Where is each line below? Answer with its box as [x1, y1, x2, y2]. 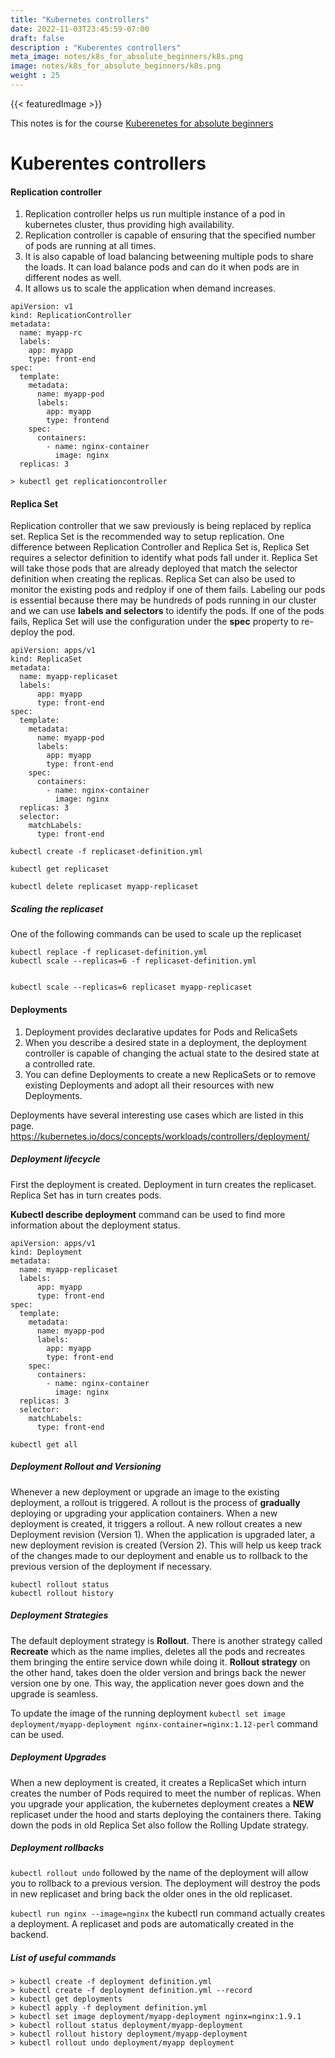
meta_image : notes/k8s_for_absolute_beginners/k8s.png [10, 52, 244, 62]
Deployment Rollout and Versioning [10, 1461, 162, 1473]
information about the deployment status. [10, 1219, 181, 1231]
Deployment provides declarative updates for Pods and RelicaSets [24, 1026, 298, 1038]
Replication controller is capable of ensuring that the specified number [24, 229, 316, 241]
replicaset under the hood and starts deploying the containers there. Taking [10, 1808, 322, 1820]
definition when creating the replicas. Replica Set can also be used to [10, 573, 296, 585]
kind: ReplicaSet [10, 654, 83, 665]
